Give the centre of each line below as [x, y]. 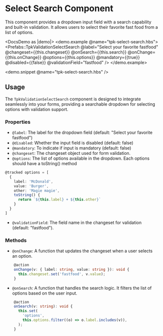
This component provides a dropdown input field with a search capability [78, 22]
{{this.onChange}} [23, 57]
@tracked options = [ [27, 173]
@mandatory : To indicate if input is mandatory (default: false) [72, 148]
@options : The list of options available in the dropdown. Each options [81, 158]
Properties [18, 122]
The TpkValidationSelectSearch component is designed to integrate [73, 99]
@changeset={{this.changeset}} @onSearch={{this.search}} [66, 52]
